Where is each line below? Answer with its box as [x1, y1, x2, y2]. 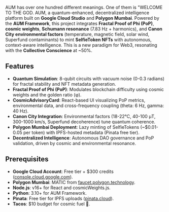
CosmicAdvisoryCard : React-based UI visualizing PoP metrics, [12, 97, 146, 103]
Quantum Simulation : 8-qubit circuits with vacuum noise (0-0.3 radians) [12, 76, 165, 82]
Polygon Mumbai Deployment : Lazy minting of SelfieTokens [12, 124, 140, 130]
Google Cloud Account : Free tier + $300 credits [12, 168, 114, 174]
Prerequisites [5, 155, 49, 164]
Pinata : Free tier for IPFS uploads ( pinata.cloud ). [12, 195, 114, 201]
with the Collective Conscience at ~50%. [5, 48, 93, 53]
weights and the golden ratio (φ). [12, 91, 82, 98]
